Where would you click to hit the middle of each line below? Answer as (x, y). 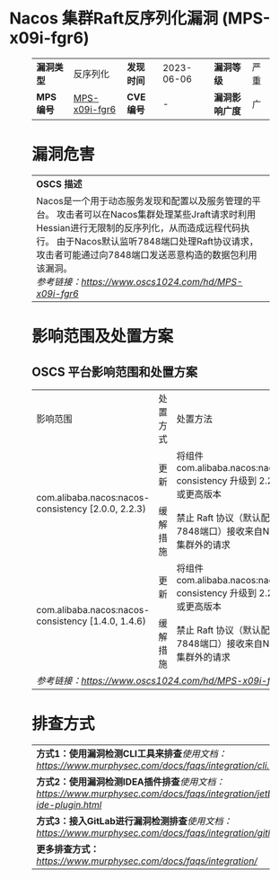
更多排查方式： (68, 848)
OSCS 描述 (59, 183)
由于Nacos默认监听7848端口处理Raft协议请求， (157, 241)
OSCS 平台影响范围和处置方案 (115, 373)
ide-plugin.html (69, 804)
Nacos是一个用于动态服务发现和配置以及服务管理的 (144, 200)
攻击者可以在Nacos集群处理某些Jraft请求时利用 (157, 214)
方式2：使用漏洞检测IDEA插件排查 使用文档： (131, 781)
